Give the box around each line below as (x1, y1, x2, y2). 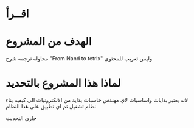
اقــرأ (5, 7, 29, 21)
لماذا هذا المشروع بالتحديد (5, 76, 121, 90)
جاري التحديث (5, 115, 37, 122)
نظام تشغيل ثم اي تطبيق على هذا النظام (5, 103, 97, 110)
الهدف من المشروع (5, 35, 92, 49)
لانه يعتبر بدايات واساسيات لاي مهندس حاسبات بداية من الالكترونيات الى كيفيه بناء (5, 96, 189, 104)
